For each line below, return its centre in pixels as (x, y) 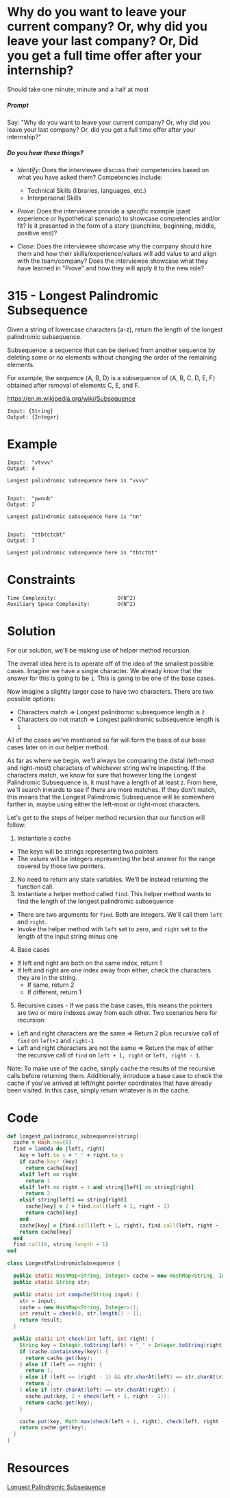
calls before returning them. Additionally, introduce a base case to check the (115, 1075)
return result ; (41, 1320)
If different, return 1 (54, 992)
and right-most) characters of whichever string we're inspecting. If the (106, 768)
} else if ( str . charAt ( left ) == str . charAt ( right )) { (98, 1390)
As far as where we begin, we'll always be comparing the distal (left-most (111, 760)
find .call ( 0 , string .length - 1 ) (61, 1245)
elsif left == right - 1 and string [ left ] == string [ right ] (107, 1187)
